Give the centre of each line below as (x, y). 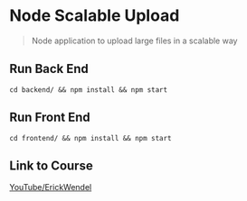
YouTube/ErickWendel (51, 187)
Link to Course (51, 165)
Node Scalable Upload (95, 16)
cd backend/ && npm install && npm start (89, 90)
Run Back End (49, 69)
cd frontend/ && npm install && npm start (90, 138)
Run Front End (50, 118)
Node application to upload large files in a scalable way (134, 41)
